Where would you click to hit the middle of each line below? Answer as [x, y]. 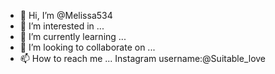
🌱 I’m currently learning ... [73, 36]
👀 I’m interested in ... [62, 26]
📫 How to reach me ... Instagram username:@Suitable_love [143, 58]
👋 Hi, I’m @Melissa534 [66, 15]
